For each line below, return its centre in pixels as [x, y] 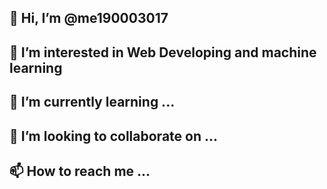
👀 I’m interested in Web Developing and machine [163, 52]
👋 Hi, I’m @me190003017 [89, 18]
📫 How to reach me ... [80, 171]
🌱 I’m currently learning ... [92, 102]
